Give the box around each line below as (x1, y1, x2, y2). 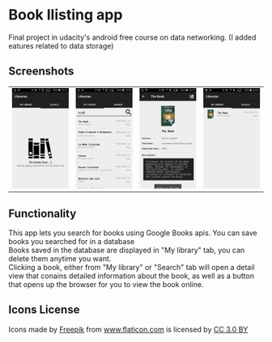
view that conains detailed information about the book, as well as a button (8, 271, 255, 281)
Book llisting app (8, 6, 123, 24)
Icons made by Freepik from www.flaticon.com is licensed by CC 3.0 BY (8, 324, 249, 334)
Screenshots (8, 65, 74, 78)
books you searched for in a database (8, 236, 135, 246)
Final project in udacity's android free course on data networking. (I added (8, 32, 257, 42)
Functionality (8, 206, 77, 220)
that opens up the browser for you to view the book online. (8, 279, 204, 289)
